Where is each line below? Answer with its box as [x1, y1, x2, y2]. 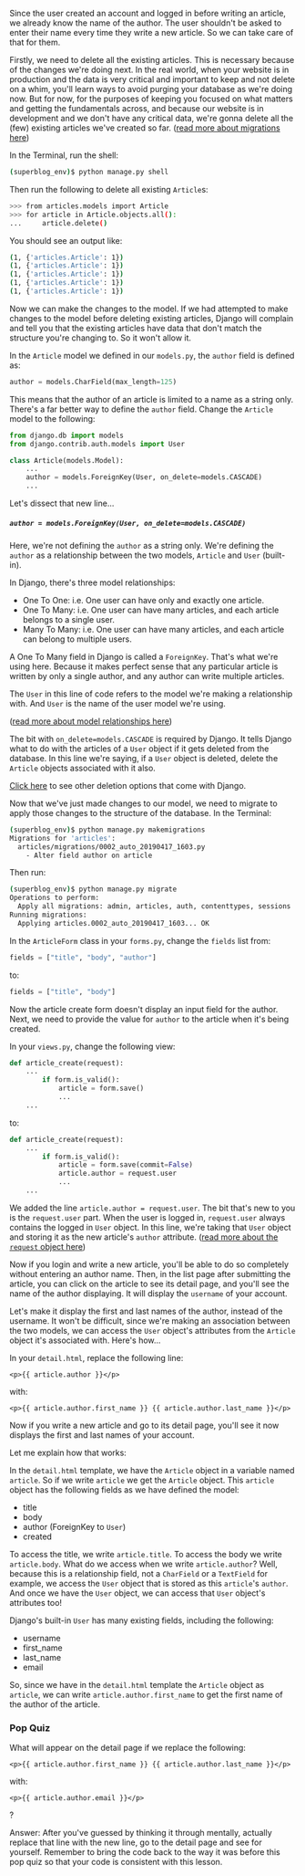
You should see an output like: [9, 235, 123, 246]
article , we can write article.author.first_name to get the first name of [9, 1689, 284, 1700]
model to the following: [9, 413, 96, 424]
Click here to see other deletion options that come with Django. [9, 780, 247, 791]
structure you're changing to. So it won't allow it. [9, 332, 192, 343]
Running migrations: [9, 910, 88, 920]
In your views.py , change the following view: [9, 1041, 176, 1052]
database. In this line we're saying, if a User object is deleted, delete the [9, 752, 279, 763]
